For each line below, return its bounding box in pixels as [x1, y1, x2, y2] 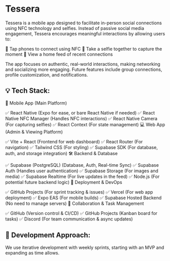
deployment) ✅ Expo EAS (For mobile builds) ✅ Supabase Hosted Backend [5, 195, 162, 201]
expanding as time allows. [5, 249, 60, 256]
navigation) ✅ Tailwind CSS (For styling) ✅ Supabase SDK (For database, [5, 144, 158, 150]
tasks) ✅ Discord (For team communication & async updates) [5, 216, 133, 222]
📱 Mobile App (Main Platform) [5, 100, 67, 106]
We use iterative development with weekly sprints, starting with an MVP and [5, 244, 164, 250]
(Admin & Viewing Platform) [5, 129, 63, 135]
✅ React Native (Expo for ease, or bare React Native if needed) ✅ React [5, 109, 155, 116]
